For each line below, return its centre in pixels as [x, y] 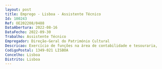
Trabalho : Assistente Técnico [36, 37]
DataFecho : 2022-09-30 [28, 32]
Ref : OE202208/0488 [25, 23]
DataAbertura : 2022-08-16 [31, 28]
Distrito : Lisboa [23, 59]
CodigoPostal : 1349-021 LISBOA [37, 50]
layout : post [18, 9]
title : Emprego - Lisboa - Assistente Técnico [53, 14]
